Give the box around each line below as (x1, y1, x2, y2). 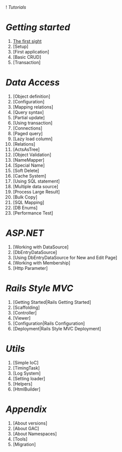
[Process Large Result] (12, 189, 60, 195)
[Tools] (12, 436, 28, 442)
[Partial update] (12, 114, 45, 120)
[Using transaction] (12, 120, 53, 126)
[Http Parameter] (12, 265, 48, 271)
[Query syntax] (12, 109, 44, 115)
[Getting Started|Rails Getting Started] (12, 299, 91, 305)
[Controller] (12, 309, 37, 316)
